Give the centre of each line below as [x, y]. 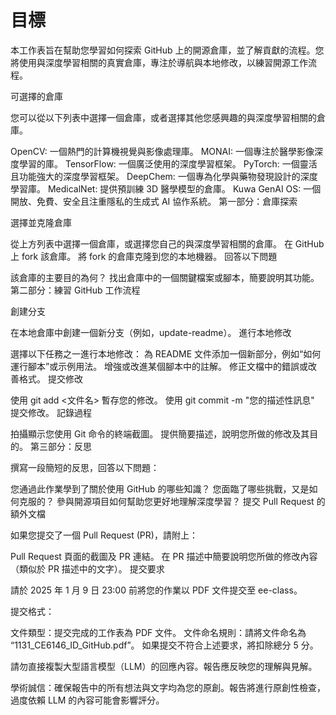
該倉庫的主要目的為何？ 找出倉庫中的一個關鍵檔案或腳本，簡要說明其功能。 [165, 277]
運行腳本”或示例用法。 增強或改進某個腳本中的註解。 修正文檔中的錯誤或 [159, 366]
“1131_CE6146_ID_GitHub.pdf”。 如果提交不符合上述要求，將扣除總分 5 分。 [164, 645]
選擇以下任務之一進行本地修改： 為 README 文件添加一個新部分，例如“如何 [166, 353]
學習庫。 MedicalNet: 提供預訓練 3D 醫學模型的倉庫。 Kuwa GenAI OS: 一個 [166, 188]
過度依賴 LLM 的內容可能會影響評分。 [87, 700]
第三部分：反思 [60, 446]
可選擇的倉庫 [36, 96]
